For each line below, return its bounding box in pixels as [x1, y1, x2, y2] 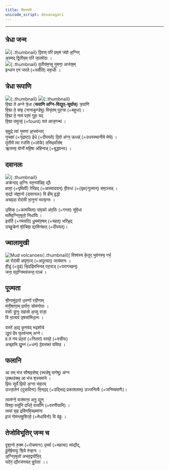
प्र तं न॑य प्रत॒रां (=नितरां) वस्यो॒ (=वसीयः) [5, 335, 68, 342]
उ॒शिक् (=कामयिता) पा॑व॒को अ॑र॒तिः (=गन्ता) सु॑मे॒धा [5, 207, 82, 213]
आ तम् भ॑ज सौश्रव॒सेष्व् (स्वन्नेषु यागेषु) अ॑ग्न [5, 370, 69, 376]
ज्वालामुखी [5, 239, 29, 247]
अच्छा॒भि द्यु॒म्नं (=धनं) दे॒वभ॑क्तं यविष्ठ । [5, 341, 66, 348]
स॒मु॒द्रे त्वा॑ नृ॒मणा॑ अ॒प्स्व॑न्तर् [5, 128, 44, 135]
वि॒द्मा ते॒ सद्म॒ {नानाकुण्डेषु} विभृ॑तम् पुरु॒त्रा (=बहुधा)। [5, 107, 84, 113]
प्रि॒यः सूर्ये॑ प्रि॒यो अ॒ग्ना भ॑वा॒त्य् [5, 381, 46, 387]
